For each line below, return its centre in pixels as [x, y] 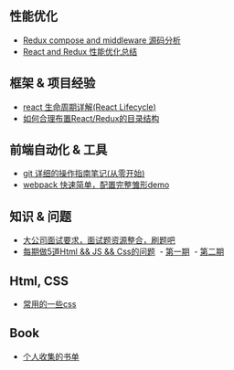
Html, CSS [39, 281]
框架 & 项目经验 [53, 84]
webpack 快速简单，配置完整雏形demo [96, 185]
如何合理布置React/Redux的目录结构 [91, 118]
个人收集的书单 [51, 356]
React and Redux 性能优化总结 [80, 51]
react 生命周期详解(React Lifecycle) [90, 107]
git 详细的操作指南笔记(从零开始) [84, 174]
